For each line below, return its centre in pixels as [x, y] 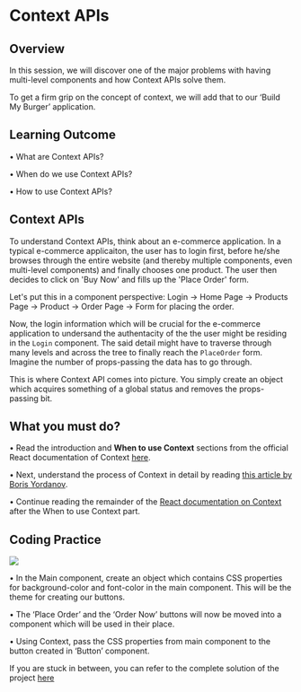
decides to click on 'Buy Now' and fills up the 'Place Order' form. [129, 279]
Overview [37, 49]
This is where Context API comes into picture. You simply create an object [146, 379]
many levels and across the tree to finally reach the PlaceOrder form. [136, 352]
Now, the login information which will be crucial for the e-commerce [135, 323]
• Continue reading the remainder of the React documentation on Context [146, 502]
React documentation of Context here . [80, 458]
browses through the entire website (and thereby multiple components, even [151, 260]
